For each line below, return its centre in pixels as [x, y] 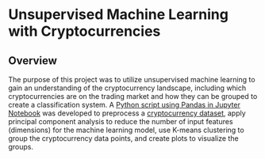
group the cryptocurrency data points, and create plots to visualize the [124, 138]
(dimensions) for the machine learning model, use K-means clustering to [126, 130]
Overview [33, 61]
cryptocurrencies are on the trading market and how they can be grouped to [133, 96]
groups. [21, 147]
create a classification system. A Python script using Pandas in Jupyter [124, 105]
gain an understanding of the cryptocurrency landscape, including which [127, 88]
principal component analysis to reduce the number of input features [121, 121]
